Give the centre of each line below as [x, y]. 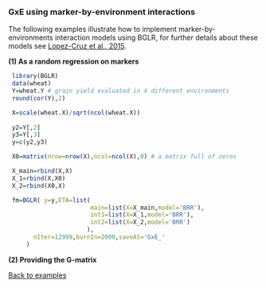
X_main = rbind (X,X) [42, 171]
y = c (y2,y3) [29, 142]
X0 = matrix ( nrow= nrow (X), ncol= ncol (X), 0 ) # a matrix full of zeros [124, 157]
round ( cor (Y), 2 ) [39, 98]
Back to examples [37, 275]
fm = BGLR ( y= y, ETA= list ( [51, 200]
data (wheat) [31, 84]
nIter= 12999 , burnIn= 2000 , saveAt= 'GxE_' [99, 237]
